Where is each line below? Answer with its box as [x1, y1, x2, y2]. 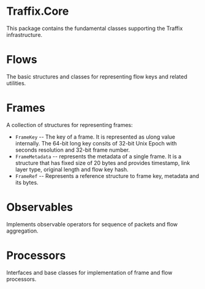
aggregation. [6, 227, 39, 234]
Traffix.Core [6, 4, 69, 18]
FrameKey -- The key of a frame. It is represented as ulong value [15, 133, 176, 141]
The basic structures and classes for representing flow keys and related [6, 72, 188, 80]
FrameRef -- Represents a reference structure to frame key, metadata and [15, 172, 199, 179]
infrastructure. [6, 31, 43, 38]
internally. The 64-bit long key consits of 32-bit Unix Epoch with [15, 139, 177, 147]
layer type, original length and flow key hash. [15, 166, 129, 173]
